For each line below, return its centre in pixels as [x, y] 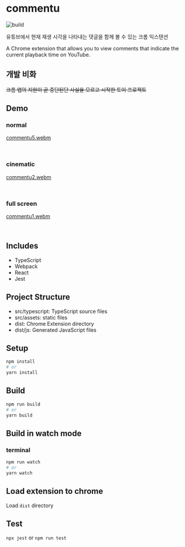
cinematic [20, 164]
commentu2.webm [29, 177]
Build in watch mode [44, 433]
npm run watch [23, 462]
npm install [20, 362]
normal [16, 125]
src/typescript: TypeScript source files [61, 311]
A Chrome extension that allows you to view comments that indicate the [92, 48]
